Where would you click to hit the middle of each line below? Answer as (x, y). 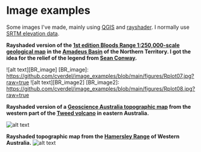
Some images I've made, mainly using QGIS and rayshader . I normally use (98, 27)
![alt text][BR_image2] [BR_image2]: (75, 82)
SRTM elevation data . (33, 33)
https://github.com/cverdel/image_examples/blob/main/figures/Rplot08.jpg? (101, 88)
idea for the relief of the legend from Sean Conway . (72, 58)
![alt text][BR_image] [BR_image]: (47, 69)
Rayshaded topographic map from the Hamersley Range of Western (93, 136)
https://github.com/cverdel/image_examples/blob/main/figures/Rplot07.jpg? (100, 76)
